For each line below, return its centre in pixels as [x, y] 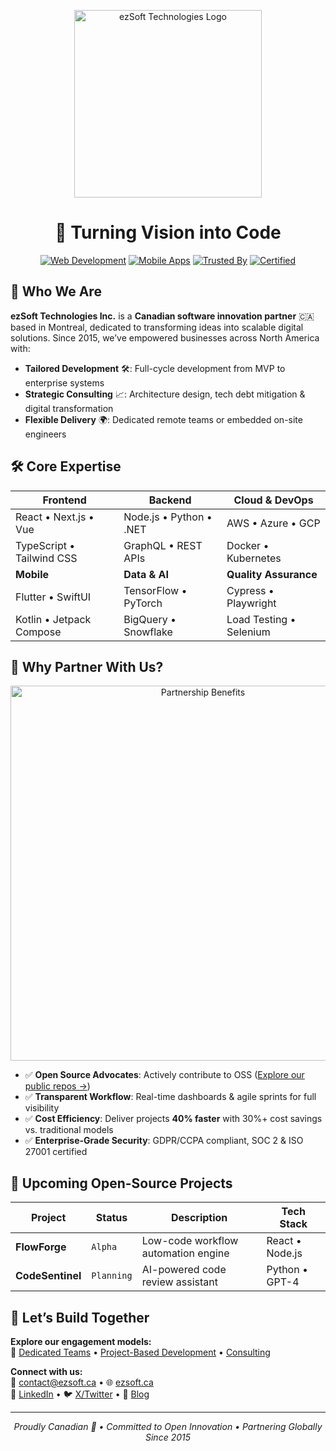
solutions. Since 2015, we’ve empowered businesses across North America [165, 337]
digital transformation [69, 408]
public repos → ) [57, 1086]
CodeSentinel [48, 1276]
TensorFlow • [155, 590]
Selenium [248, 632]
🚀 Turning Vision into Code [168, 232]
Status [111, 1218]
